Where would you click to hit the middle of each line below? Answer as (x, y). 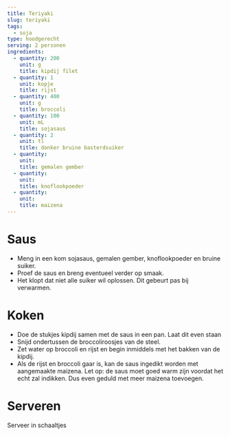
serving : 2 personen (37, 45)
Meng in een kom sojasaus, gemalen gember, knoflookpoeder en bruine (119, 258)
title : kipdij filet (49, 71)
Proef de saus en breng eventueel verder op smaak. (91, 273)
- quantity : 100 (36, 116)
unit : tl (32, 142)
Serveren (34, 406)
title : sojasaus (43, 129)
